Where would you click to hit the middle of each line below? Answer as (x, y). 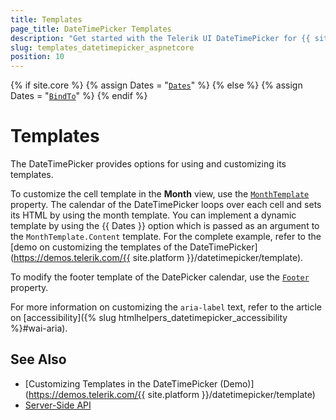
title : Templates (46, 19)
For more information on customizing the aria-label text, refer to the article (166, 307)
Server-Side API (58, 405)
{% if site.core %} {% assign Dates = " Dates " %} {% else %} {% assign (156, 85)
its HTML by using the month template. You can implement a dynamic (153, 215)
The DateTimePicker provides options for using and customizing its (148, 164)
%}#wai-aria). (39, 328)
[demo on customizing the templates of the (99, 247)
